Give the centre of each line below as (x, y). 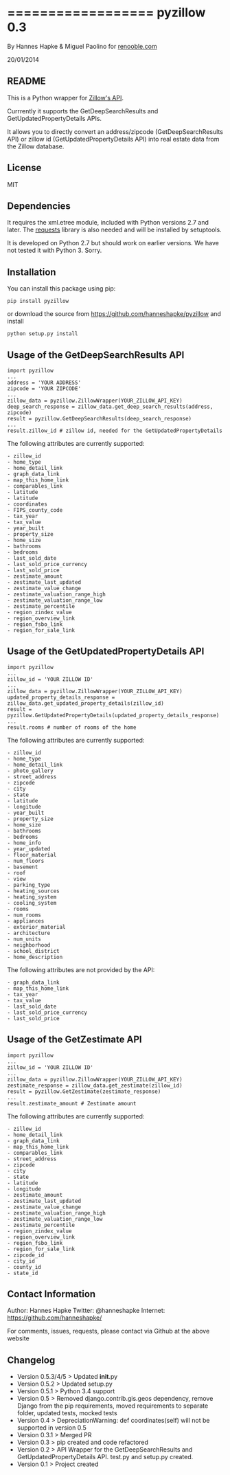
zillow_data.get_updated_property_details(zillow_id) (86, 703)
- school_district (33, 951)
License (24, 168)
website (18, 1338)
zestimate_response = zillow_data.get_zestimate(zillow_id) (95, 1085)
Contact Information (51, 1294)
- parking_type (29, 885)
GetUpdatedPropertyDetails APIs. (54, 118)
